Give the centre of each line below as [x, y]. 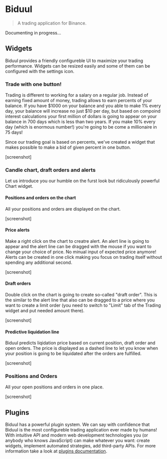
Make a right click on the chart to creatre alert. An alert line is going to [77, 241]
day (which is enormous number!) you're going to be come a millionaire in [81, 127]
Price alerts [17, 230]
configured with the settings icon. [40, 71]
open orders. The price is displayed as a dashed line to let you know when [82, 348]
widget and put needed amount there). [45, 310]
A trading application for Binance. [52, 23]
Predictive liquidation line [32, 332]
